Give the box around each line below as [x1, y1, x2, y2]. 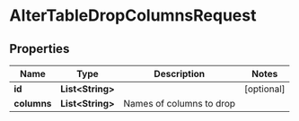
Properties [9, 41, 70, 56]
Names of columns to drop [123, 98, 236, 109]
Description [154, 68, 206, 80]
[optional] [243, 82, 286, 95]
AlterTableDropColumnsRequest [9, 5, 257, 26]
